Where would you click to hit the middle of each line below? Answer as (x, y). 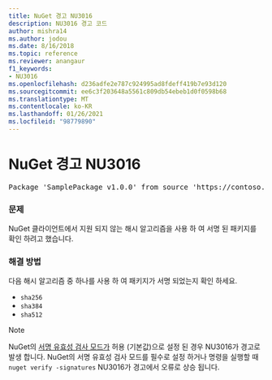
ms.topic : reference (43, 54)
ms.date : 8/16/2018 (41, 46)
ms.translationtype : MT (49, 99)
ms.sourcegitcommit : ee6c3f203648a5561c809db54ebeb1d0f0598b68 (118, 91)
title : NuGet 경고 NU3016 (51, 16)
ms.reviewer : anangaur (47, 62)
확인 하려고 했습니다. (41, 239)
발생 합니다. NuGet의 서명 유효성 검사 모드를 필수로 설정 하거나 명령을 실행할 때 (134, 357)
